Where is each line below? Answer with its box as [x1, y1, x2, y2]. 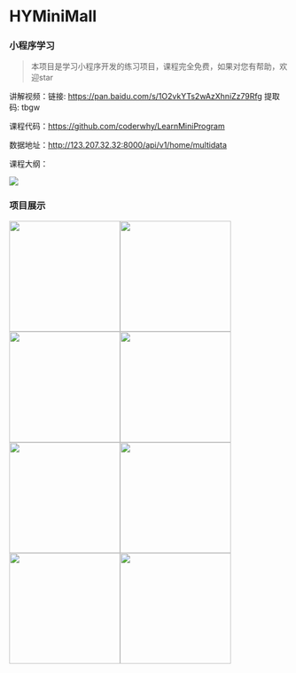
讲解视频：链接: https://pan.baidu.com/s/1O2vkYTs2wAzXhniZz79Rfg [9, 91, 263, 102]
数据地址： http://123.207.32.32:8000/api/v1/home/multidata [9, 140, 228, 151]
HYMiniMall [9, 6, 97, 27]
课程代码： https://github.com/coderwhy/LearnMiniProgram [9, 121, 225, 132]
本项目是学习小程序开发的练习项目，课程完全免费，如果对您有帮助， [30, 61, 280, 72]
